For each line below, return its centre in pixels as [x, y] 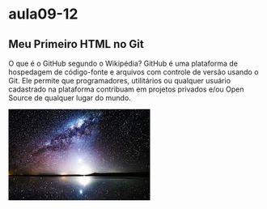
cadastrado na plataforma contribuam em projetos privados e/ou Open [126, 89]
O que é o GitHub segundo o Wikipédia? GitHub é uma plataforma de [123, 63]
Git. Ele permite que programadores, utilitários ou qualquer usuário [120, 81]
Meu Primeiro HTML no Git [76, 44]
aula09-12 [43, 14]
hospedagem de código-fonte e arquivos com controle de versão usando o [133, 72]
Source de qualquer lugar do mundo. [70, 98]
